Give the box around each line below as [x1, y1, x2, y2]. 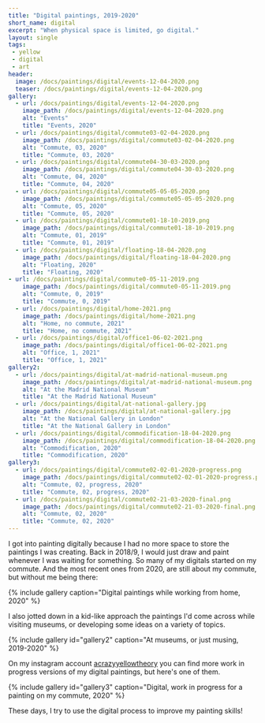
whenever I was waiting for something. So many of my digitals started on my [8, 556, 257, 565]
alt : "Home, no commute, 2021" [22, 319, 125, 327]
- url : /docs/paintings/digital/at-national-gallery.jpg [15, 400, 207, 408]
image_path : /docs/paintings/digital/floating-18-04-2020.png [22, 253, 231, 261]
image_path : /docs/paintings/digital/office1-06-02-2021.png [22, 341, 227, 349]
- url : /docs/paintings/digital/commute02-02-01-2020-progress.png [15, 466, 242, 474]
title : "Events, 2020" [22, 121, 97, 129]
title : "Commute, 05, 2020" [22, 210, 114, 218]
